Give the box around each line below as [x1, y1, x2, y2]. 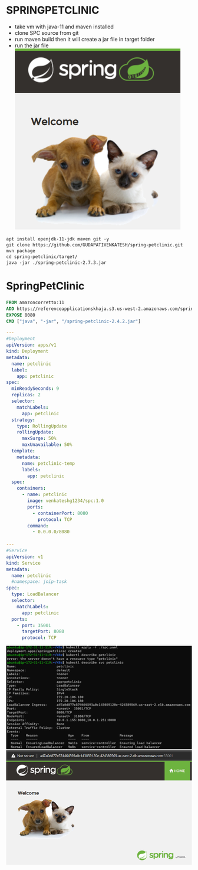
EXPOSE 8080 [6, 312, 35, 318]
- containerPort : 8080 [32, 510, 88, 516]
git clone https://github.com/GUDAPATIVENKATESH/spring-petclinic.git [6, 242, 183, 248]
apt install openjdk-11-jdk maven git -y [6, 236, 110, 242]
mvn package [6, 247, 35, 254]
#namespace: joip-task [11, 579, 67, 585]
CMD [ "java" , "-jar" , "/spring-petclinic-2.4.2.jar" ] [6, 318, 141, 324]
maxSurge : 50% [21, 435, 57, 442]
